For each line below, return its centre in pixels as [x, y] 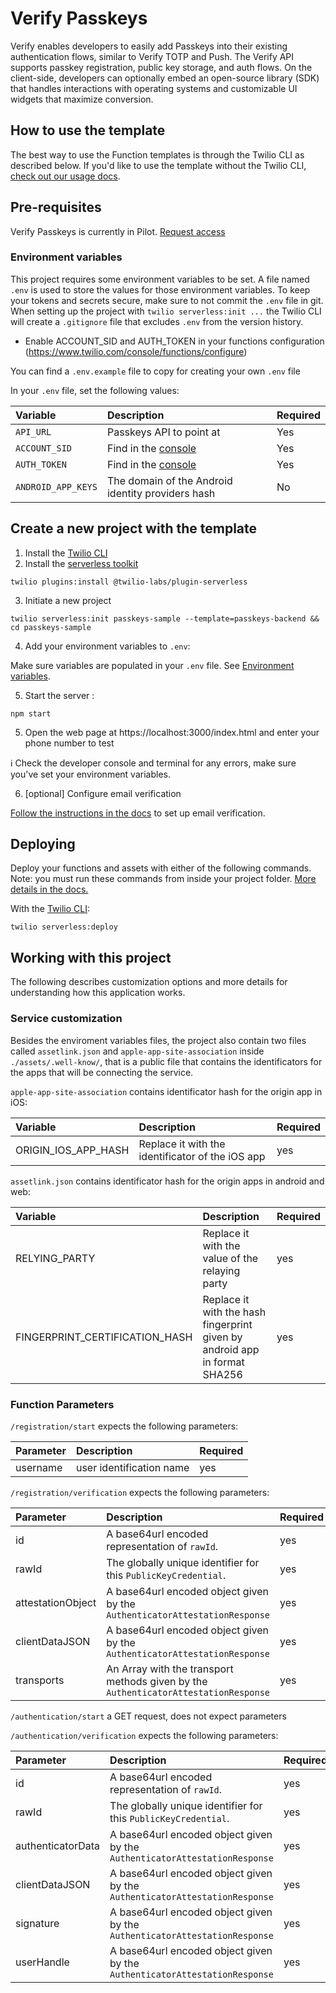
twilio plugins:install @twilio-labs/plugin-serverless [129, 582]
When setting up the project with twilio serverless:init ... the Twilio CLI [166, 311]
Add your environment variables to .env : [107, 646]
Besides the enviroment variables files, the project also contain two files [158, 1040]
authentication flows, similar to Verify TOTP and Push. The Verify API [152, 56]
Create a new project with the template [134, 528]
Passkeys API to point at [163, 432]
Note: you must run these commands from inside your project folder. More [163, 879]
